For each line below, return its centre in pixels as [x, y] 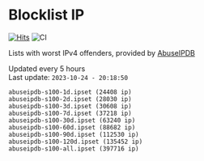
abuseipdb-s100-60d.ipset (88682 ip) [72, 127]
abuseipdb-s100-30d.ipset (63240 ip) [72, 120]
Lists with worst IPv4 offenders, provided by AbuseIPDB [102, 53]
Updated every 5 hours [47, 68]
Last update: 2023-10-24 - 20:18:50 [68, 77]
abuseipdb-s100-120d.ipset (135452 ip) [76, 142]
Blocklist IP [47, 15]
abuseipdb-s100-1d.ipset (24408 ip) [70, 92]
